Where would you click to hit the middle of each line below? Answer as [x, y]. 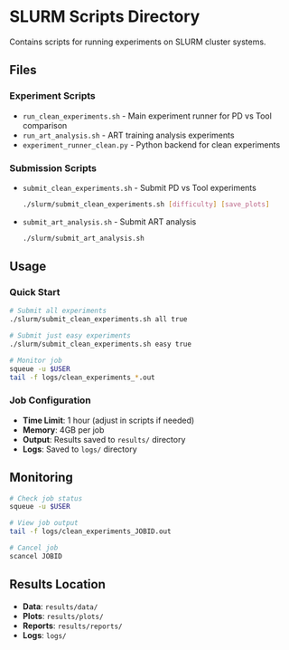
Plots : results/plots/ [63, 616]
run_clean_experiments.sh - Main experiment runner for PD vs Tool [147, 116]
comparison [45, 125]
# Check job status [46, 498]
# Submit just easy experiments [70, 336]
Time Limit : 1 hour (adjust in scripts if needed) [108, 420]
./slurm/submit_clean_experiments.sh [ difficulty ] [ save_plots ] [146, 204]
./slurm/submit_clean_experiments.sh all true [98, 320]
